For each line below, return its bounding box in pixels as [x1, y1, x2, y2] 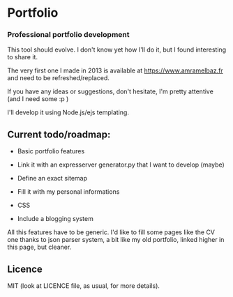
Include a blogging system [17, 215, 94, 223]
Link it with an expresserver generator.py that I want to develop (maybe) [17, 160, 225, 169]
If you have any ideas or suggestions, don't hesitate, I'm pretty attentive [7, 87, 214, 96]
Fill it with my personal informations [17, 188, 120, 196]
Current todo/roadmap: [7, 128, 111, 140]
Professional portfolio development [7, 30, 130, 40]
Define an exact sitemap [17, 174, 88, 183]
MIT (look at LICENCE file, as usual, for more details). [7, 282, 160, 290]
